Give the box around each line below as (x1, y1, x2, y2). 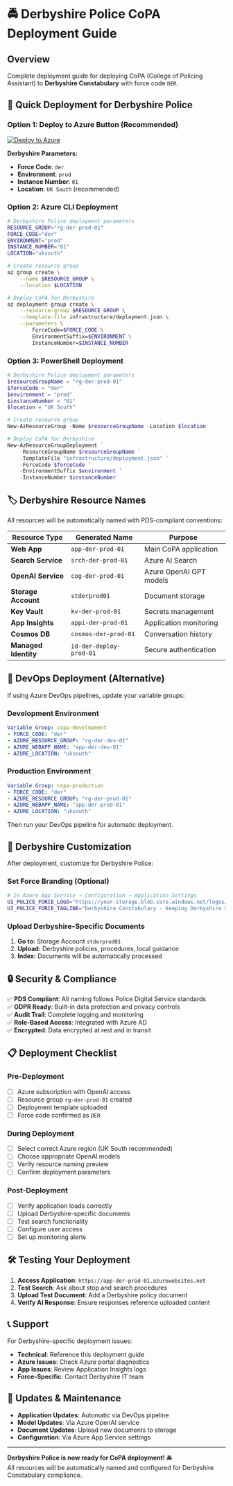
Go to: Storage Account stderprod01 (17, 937, 121, 946)
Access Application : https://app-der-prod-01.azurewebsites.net (17, 1276, 206, 1284)
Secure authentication (144, 644, 216, 654)
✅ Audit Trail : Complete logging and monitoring (7, 1010, 144, 1018)
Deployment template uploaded (17, 1103, 107, 1111)
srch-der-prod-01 (71, 556, 128, 564)
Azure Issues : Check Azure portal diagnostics (17, 1358, 150, 1366)
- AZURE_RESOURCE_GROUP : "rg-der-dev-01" (7, 737, 129, 744)
